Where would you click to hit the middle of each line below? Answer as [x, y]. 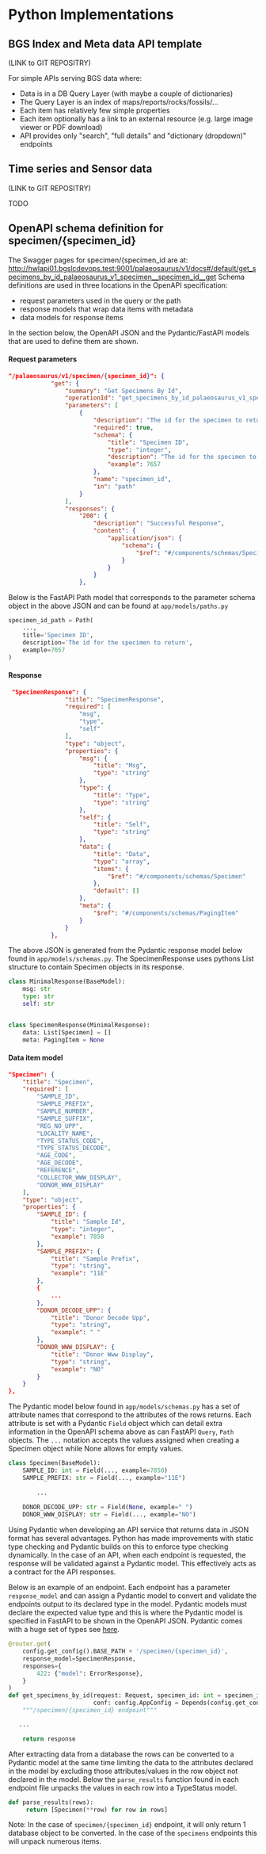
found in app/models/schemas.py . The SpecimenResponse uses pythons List [131, 959]
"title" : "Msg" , [120, 766]
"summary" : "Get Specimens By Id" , [123, 391]
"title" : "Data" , [122, 854]
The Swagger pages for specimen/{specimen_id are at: [98, 260]
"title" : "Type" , [122, 795]
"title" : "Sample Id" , [88, 1222]
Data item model [36, 1058]
